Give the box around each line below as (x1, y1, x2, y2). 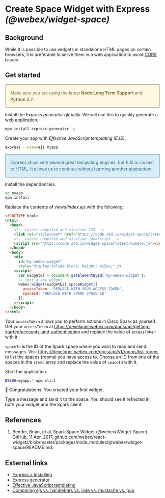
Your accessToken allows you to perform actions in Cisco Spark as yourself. (5, 318, 157, 324)
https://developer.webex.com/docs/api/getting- (54, 323, 151, 329)
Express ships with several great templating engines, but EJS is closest (10, 159, 154, 165)
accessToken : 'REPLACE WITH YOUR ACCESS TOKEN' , (23, 287, 124, 291)
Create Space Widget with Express (5, 3, 150, 15)
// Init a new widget (18, 277, 63, 283)
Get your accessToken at (5, 323, 53, 329)
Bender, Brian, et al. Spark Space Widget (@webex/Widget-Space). (12, 429, 149, 435)
